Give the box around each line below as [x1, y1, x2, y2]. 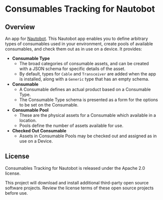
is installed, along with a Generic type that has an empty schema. [19, 76, 149, 82]
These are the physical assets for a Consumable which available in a [19, 112, 156, 118]
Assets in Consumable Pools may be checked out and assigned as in [19, 133, 157, 139]
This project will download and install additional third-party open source [5, 180, 149, 185]
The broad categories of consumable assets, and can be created [19, 61, 149, 66]
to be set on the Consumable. [19, 102, 79, 108]
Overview [5, 23, 35, 31]
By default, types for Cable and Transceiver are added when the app [19, 71, 156, 76]
